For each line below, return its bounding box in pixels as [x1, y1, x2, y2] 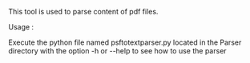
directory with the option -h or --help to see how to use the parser [8, 46, 227, 55]
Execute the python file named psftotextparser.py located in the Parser [8, 37, 242, 47]
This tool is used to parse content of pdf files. [8, 7, 159, 16]
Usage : [8, 22, 34, 31]
